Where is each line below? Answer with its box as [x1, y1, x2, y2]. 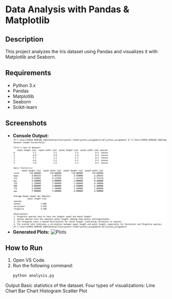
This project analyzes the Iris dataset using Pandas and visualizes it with [5, 49, 158, 54]
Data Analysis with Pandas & [5, 4, 130, 15]
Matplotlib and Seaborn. [5, 54, 56, 60]
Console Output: [12, 132, 49, 139]
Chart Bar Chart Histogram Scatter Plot [5, 288, 88, 294]
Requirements [5, 69, 51, 77]
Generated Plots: [12, 229, 50, 235]
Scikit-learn [12, 104, 37, 110]
